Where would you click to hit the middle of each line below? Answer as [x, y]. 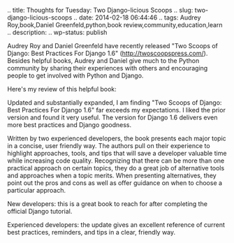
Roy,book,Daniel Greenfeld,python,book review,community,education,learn [115, 25]
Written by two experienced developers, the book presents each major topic [117, 138]
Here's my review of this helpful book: [62, 89]
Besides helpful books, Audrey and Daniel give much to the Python [103, 61]
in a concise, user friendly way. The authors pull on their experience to [109, 146]
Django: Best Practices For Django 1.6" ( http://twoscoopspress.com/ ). [108, 53]
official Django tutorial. [40, 211]
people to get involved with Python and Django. [75, 75]
